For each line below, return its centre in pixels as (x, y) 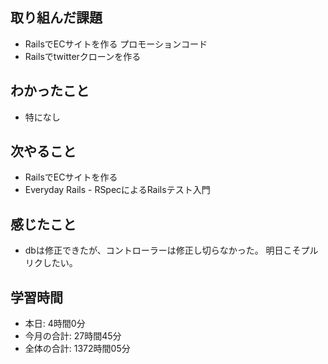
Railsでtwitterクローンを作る (83, 56)
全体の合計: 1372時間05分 (77, 349)
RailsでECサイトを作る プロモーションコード (116, 44)
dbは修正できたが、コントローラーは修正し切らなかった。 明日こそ (163, 250)
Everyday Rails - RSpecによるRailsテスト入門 (117, 190)
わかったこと (50, 91)
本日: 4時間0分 (55, 324)
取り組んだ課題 (56, 18)
